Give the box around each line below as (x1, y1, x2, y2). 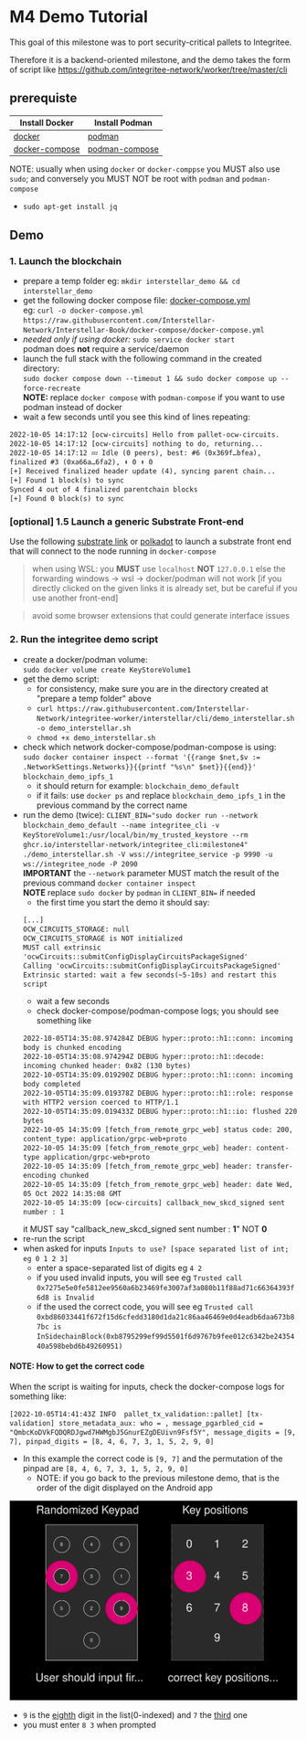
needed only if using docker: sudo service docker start (22, 334, 236, 345)
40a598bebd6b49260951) (36, 1341, 123, 1351)
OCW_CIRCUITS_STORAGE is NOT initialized (22, 934, 183, 943)
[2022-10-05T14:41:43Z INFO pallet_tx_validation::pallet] (9, 1409, 244, 1418)
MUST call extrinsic (22, 943, 101, 952)
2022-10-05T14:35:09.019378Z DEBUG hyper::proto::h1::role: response (22, 1088, 294, 1097)
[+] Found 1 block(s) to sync (9, 475, 125, 485)
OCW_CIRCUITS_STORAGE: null (22, 925, 130, 934)
